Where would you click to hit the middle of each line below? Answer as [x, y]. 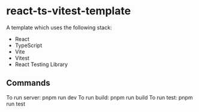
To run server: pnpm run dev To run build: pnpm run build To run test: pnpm [99, 97]
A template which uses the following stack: [59, 27]
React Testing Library [41, 64]
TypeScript [28, 45]
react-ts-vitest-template [69, 11]
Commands [28, 83]
